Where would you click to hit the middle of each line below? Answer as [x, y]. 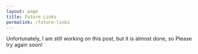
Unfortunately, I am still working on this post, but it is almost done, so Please [99, 39]
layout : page [22, 11]
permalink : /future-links [38, 22]
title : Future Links [32, 17]
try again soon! [25, 45]
